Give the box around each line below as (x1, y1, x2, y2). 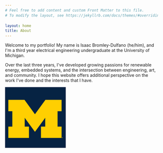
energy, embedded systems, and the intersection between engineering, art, (5, 67, 156, 73)
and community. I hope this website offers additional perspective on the (5, 72, 148, 78)
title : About (5, 28, 32, 34)
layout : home (5, 23, 32, 28)
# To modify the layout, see (5, 13, 64, 18)
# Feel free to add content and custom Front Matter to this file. (5, 8, 145, 13)
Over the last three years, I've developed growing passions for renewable (5, 62, 152, 68)
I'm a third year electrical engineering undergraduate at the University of (5, 48, 150, 53)
